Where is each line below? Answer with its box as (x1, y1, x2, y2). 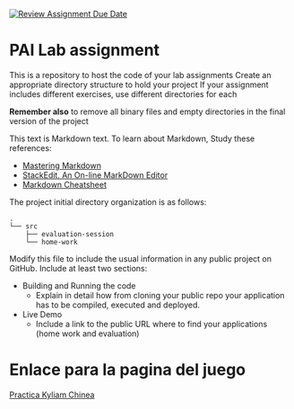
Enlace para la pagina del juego (9, 360, 246, 380)
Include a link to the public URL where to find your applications (35, 318, 268, 329)
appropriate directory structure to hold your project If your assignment (9, 79, 269, 90)
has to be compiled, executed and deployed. (35, 299, 200, 310)
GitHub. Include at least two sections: (9, 262, 148, 273)
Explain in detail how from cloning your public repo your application (35, 289, 285, 300)
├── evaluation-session (25, 229, 115, 238)
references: (9, 142, 52, 153)
